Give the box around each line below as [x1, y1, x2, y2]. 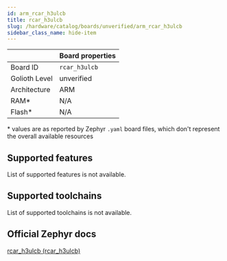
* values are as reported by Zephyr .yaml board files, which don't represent [7, 125, 220, 133]
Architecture [10, 85, 51, 95]
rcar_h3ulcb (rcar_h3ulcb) [7, 247, 81, 255]
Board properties [59, 51, 117, 60]
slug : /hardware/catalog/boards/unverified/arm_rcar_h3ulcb [7, 23, 183, 30]
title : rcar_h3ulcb [7, 16, 63, 23]
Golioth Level [10, 73, 53, 83]
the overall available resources [7, 132, 94, 141]
